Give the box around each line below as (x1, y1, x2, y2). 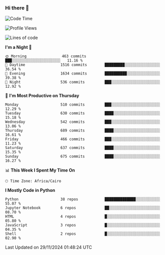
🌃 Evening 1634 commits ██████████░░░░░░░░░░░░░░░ (5, 71, 161, 76)
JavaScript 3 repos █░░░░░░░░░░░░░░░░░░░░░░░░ (5, 223, 161, 228)
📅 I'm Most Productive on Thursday (5, 93, 80, 99)
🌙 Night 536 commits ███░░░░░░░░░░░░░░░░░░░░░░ (5, 80, 161, 85)
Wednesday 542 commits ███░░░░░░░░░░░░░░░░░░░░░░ (5, 119, 161, 125)
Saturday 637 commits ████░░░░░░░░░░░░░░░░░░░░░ (5, 146, 161, 150)
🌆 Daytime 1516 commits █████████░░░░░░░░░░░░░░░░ (5, 63, 161, 68)
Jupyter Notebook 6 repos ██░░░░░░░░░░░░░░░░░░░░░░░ (5, 206, 161, 211)
